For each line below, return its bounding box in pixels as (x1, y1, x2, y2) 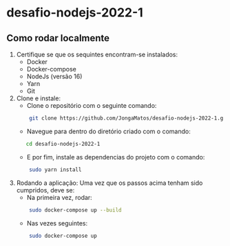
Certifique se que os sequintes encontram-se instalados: (16, 50, 178, 58)
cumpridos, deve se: (16, 186, 75, 194)
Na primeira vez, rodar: (26, 193, 92, 201)
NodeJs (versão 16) (26, 72, 83, 80)
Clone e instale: (16, 94, 61, 102)
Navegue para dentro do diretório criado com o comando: (26, 127, 191, 135)
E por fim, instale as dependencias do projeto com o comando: (26, 153, 205, 161)
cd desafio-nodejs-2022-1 (25, 140, 101, 147)
